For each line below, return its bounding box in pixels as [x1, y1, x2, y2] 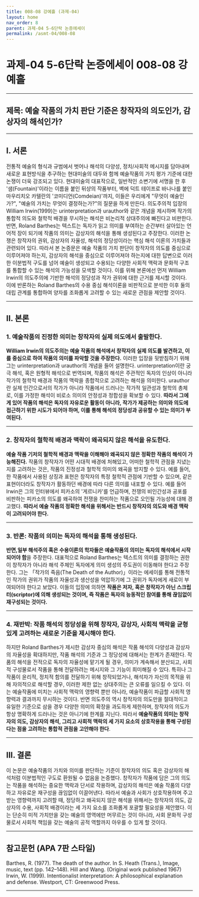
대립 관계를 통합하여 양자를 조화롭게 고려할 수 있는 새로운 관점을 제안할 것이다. [6, 289, 187, 296]
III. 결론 [6, 750, 31, 760]
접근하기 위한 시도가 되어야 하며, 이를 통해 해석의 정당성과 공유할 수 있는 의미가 [6, 407, 185, 414]
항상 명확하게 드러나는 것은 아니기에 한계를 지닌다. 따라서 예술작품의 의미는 [6, 711, 178, 718]
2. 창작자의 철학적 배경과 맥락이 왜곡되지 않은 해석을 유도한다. [6, 436, 171, 444]
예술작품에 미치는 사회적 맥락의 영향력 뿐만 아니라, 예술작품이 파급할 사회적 [12, 688, 185, 695]
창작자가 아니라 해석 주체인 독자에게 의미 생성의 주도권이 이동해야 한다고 [12, 561, 179, 568]
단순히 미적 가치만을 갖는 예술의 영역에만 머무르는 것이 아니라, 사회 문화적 [12, 812, 182, 819]
